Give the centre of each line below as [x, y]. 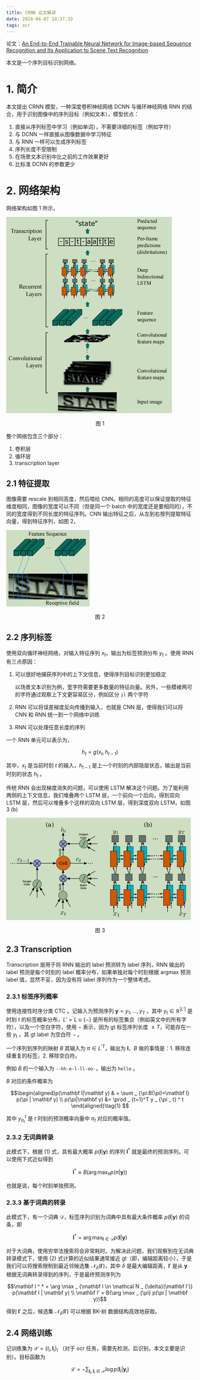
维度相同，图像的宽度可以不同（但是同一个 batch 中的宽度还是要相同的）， [97, 506]
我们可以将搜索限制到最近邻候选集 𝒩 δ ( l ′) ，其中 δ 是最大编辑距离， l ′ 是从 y [97, 1267]
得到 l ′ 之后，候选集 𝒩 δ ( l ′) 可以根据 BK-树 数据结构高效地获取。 [83, 1312]
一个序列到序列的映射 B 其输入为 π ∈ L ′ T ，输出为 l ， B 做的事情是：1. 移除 [96, 1048]
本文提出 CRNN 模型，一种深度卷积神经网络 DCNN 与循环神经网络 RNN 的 [97, 107]
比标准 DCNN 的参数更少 [45, 164]
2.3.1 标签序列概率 [32, 996]
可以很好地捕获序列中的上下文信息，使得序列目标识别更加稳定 [90, 674]
